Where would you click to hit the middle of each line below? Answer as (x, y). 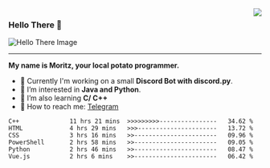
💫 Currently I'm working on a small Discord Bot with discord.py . (126, 81)
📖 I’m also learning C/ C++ (64, 98)
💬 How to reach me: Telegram (69, 107)
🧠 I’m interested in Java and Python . (80, 90)
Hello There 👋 (35, 25)
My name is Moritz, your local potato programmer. (94, 66)
